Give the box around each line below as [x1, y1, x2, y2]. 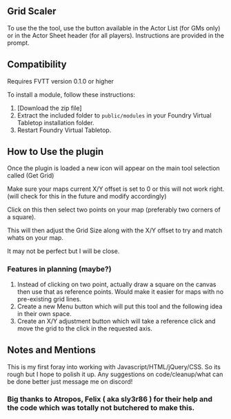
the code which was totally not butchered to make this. [7, 403, 195, 413]
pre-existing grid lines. [17, 295, 81, 303]
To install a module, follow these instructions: [7, 90, 136, 99]
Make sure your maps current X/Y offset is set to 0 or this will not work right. [7, 185, 225, 193]
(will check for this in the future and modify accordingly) [7, 192, 167, 201]
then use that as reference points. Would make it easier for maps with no [17, 287, 224, 296]
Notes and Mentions [7, 344, 97, 356]
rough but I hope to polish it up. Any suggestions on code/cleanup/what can [7, 370, 223, 378]
